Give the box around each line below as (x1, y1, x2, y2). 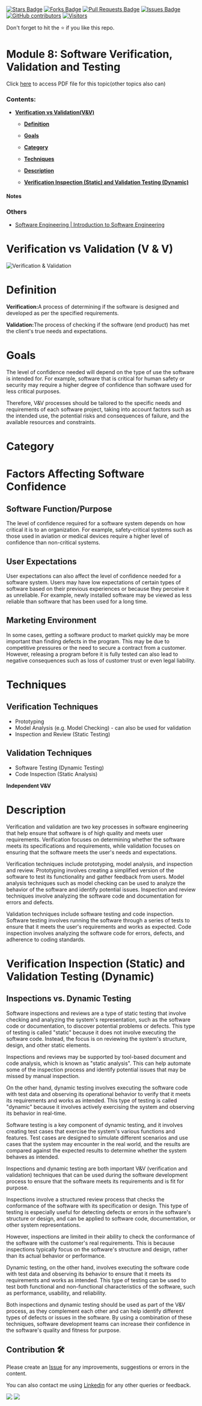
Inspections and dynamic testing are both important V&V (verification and (6, 1165, 188, 1172)
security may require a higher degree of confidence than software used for (6, 381, 192, 388)
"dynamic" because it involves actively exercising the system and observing (6, 1103, 195, 1110)
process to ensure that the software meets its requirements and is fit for (6, 1177, 185, 1185)
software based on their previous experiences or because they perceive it (6, 585, 189, 592)
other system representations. (6, 1221, 81, 1229)
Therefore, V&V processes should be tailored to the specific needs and (6, 399, 182, 406)
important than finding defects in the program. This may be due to (6, 638, 170, 645)
